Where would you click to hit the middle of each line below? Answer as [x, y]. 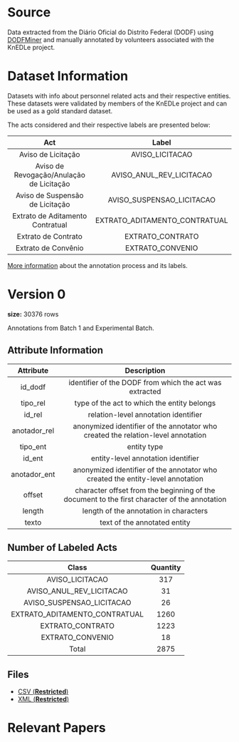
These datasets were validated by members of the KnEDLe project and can [117, 103]
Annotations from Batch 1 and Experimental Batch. [81, 328]
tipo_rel [33, 403]
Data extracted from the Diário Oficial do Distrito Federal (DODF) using [111, 32]
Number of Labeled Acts [62, 548]
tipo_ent [33, 446]
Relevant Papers [57, 728]
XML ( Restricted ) [43, 699]
